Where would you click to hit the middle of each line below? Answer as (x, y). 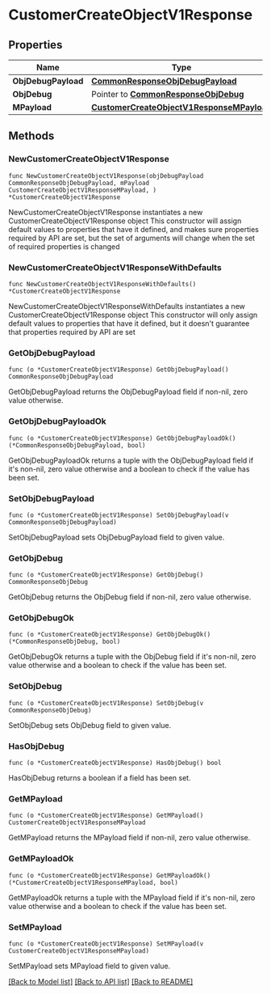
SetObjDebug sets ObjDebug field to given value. (90, 725)
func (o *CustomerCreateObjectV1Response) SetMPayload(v (106, 944)
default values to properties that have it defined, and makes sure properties (134, 229)
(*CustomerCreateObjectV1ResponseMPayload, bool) (94, 882)
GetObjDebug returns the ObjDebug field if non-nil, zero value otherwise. (130, 597)
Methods (31, 136)
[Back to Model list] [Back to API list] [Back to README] (101, 981)
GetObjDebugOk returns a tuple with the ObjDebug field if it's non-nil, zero (132, 657)
